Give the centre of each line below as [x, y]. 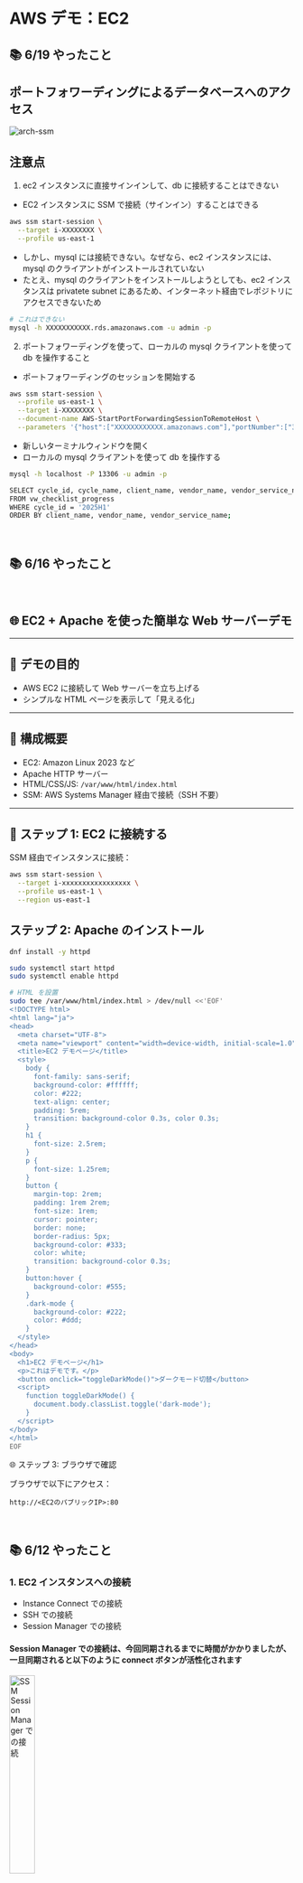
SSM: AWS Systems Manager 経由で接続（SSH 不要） [123, 794]
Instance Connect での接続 [72, 1604]
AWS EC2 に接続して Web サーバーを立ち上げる [111, 688]
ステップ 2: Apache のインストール [107, 930]
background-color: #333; [80, 1245]
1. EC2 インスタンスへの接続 [70, 1582]
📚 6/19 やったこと [61, 55]
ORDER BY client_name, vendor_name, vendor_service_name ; [120, 516]
